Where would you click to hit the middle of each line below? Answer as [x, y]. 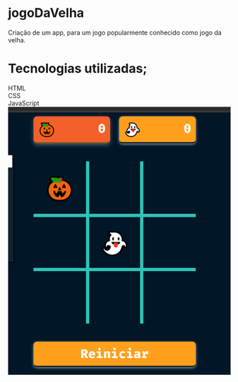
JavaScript [24, 103]
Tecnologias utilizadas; [78, 69]
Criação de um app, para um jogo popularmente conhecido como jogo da [115, 32]
